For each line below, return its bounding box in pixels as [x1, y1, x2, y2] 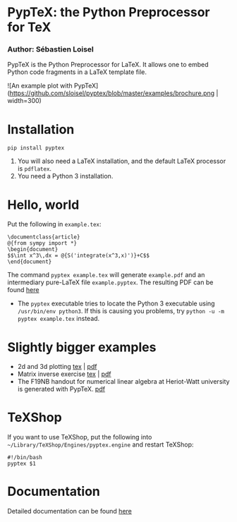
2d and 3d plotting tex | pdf [17, 363, 97, 371]
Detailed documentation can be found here [7, 507, 132, 516]
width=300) [7, 97, 42, 105]
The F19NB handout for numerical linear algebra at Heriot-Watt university [17, 377, 230, 386]
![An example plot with [7, 82, 73, 90]
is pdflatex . [17, 164, 51, 173]
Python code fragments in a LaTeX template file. [7, 68, 147, 76]
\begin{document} [7, 246, 59, 253]
